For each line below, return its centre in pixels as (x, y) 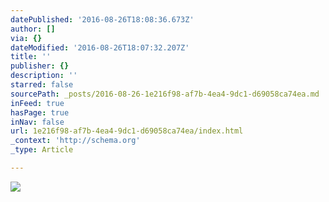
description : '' (44, 76)
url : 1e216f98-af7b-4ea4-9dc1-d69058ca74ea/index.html (127, 131)
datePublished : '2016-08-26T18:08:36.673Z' (102, 19)
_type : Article (42, 150)
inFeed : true (37, 103)
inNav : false (37, 122)
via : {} (26, 38)
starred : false (42, 85)
